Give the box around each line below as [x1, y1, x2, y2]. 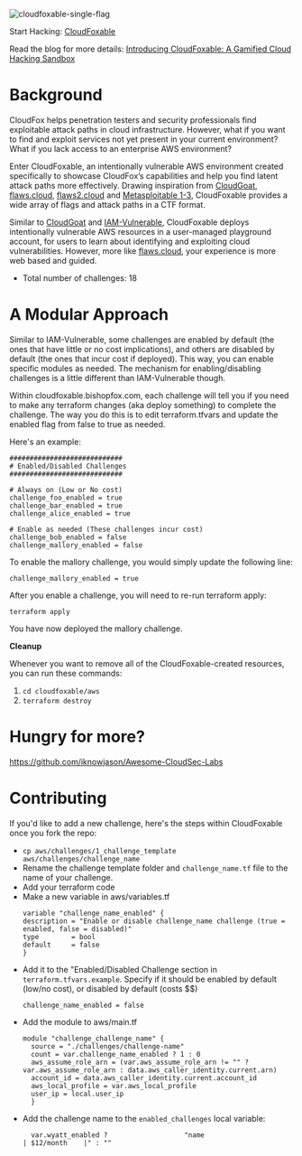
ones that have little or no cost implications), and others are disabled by [9, 343, 275, 354]
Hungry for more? [9, 727, 146, 747]
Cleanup [9, 640, 42, 651]
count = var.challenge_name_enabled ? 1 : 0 [31, 1049, 201, 1058]
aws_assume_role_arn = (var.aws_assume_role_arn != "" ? [31, 1058, 250, 1067]
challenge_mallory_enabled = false [9, 540, 143, 550]
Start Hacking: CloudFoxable [9, 26, 115, 36]
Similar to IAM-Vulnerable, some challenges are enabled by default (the [9, 334, 275, 345]
